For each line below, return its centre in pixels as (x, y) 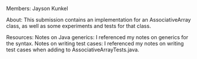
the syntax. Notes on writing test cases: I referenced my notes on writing (95, 44)
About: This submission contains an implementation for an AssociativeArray (99, 20)
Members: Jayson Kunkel (37, 8)
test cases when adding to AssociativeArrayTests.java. (73, 50)
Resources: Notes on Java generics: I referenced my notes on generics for (97, 37)
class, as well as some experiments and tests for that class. (79, 26)
